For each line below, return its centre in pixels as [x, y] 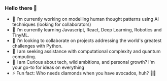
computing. [24, 57]
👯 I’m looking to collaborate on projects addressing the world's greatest [87, 40]
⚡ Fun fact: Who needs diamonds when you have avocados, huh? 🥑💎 [84, 73]
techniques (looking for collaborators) [52, 24]
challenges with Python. [37, 46]
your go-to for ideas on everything [48, 67]
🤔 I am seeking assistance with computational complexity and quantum [86, 51]
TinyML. [21, 35]
